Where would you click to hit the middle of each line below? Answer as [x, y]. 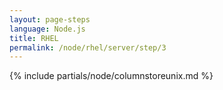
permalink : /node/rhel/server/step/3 [88, 47]
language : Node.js [47, 29]
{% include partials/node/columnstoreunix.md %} [111, 76]
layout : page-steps [50, 19]
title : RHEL [34, 38]
